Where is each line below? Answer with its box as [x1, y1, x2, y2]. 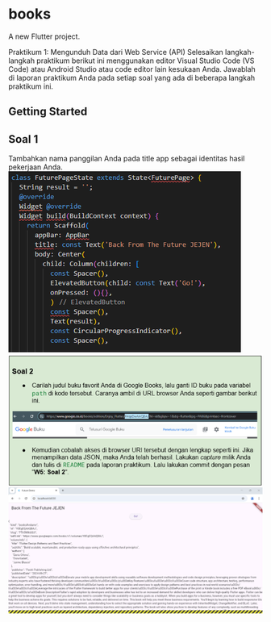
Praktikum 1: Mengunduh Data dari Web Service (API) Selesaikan [8, 47, 223, 56]
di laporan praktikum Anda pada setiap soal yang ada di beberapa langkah [8, 73, 256, 82]
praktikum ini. [8, 81, 54, 91]
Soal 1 [8, 132, 39, 146]
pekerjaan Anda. [8, 162, 63, 172]
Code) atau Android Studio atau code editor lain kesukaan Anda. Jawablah [8, 64, 256, 73]
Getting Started [8, 105, 88, 119]
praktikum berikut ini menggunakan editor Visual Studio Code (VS [35, 56, 255, 65]
